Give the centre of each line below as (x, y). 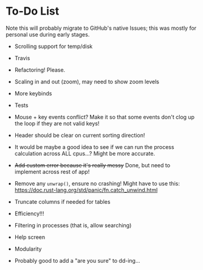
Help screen (30, 237)
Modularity (28, 249)
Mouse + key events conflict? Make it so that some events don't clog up (105, 117)
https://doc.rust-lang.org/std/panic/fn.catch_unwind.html (86, 190)
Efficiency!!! (29, 213)
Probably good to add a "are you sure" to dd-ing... (77, 260)
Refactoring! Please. (40, 70)
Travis (22, 58)
